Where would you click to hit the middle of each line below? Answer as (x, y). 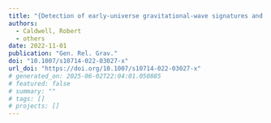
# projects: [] (34, 106)
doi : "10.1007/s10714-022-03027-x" (69, 61)
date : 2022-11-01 (38, 46)
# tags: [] (27, 99)
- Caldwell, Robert (49, 31)
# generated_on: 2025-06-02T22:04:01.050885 (85, 76)
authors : (23, 23)
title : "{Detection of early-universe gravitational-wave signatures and (136, 16)
